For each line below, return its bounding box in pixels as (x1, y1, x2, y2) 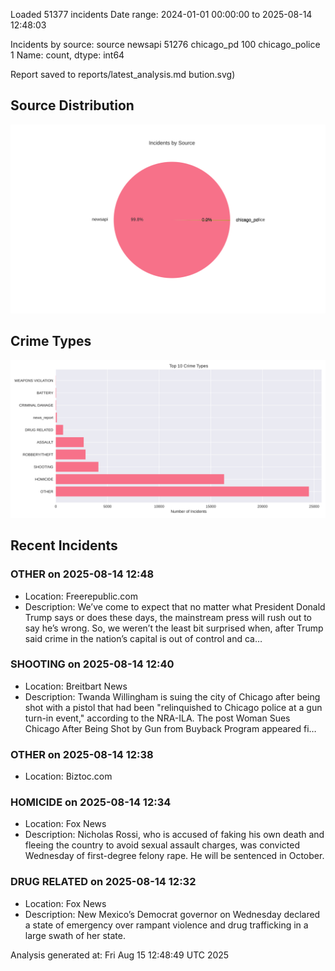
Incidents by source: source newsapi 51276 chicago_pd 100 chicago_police (10, 39, 321, 50)
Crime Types (10, 333, 92, 350)
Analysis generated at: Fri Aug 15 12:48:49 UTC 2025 (10, 949, 230, 961)
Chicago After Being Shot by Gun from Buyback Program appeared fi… (24, 722, 317, 734)
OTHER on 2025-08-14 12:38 (10, 747, 154, 761)
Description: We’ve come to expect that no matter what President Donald (24, 600, 326, 613)
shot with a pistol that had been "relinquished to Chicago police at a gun (24, 701, 323, 713)
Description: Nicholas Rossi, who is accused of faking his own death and (24, 829, 325, 841)
